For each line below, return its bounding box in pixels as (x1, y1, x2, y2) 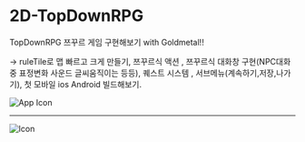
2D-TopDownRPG (9, 5, 143, 26)
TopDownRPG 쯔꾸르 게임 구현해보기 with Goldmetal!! (9, 36, 204, 47)
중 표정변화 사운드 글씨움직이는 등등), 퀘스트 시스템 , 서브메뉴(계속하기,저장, (9, 67, 277, 78)
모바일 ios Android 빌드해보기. (33, 78, 143, 89)
